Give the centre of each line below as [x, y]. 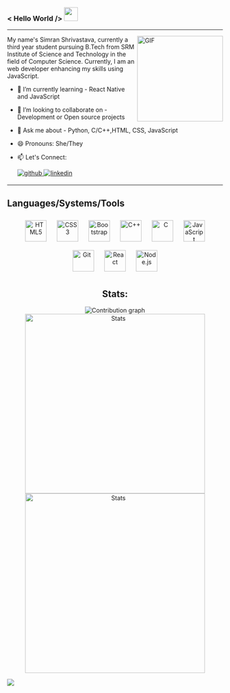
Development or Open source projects [71, 117]
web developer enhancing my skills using [65, 69]
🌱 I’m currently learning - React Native [71, 90]
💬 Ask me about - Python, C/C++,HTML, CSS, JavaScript [97, 131]
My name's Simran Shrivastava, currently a [68, 40]
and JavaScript [38, 96]
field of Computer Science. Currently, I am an [71, 62]
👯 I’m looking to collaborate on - [62, 110]
